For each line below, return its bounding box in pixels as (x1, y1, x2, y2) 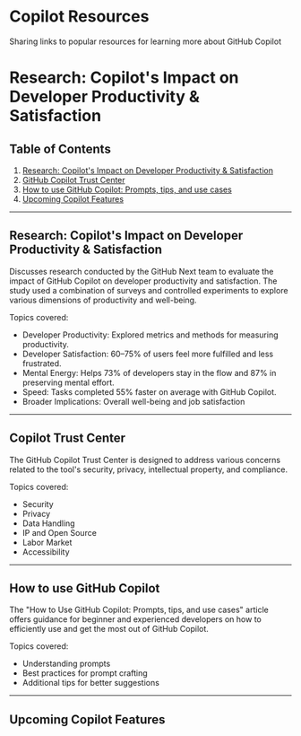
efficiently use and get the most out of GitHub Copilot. (9, 624, 209, 635)
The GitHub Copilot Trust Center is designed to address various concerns (9, 454, 280, 465)
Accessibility (21, 546, 70, 557)
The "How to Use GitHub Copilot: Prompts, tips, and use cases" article (9, 604, 269, 616)
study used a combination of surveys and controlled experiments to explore (9, 285, 288, 295)
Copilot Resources (9, 6, 150, 27)
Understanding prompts (21, 658, 111, 670)
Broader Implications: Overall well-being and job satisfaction (21, 396, 245, 407)
